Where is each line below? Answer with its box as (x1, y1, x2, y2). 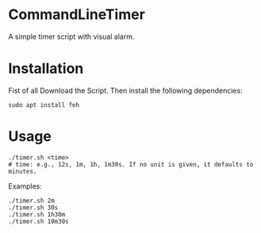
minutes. (8, 167, 37, 175)
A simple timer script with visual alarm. (8, 32, 135, 41)
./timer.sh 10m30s (8, 217, 69, 225)
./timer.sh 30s (8, 204, 59, 212)
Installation (8, 59, 84, 78)
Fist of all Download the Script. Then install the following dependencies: (8, 86, 244, 95)
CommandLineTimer (8, 6, 145, 24)
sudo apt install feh (8, 101, 80, 109)
